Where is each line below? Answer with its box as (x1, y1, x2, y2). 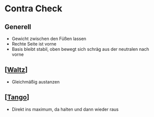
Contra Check (4, 3, 62, 14)
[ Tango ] (4, 93, 30, 102)
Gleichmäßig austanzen (11, 78, 60, 84)
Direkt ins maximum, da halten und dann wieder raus (11, 106, 119, 112)
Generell (4, 23, 31, 31)
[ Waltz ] (4, 66, 28, 74)
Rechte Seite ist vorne (11, 41, 57, 47)
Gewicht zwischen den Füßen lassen (11, 36, 87, 41)
